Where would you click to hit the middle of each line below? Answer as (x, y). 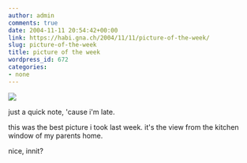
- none (19, 74)
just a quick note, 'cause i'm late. (62, 112)
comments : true (33, 23)
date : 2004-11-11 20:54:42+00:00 (63, 30)
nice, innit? (26, 150)
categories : (28, 67)
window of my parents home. (56, 135)
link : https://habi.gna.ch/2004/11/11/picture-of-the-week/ (109, 38)
